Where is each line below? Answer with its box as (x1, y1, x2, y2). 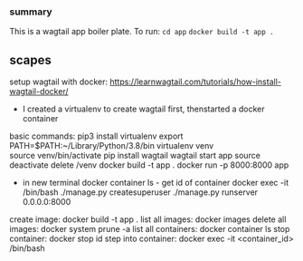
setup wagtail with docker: (9, 76, 109, 87)
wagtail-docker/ (9, 86, 69, 97)
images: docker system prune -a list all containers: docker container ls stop (9, 224, 290, 235)
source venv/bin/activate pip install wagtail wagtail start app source (9, 150, 260, 161)
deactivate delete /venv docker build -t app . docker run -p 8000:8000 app (9, 159, 289, 170)
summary (9, 5, 52, 18)
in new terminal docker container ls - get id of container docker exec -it (22, 178, 289, 188)
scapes (9, 52, 52, 68)
